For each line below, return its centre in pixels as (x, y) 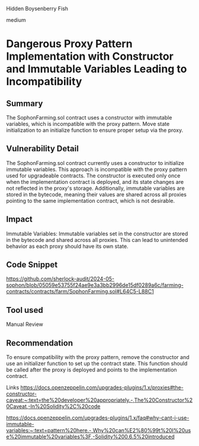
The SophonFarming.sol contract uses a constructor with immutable (89, 117)
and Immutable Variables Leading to (97, 69)
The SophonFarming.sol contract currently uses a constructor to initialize (95, 163)
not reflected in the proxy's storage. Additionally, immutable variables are (95, 188)
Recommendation (39, 343)
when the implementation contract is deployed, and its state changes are (95, 182)
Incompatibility (44, 82)
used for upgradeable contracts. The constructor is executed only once (93, 175)
